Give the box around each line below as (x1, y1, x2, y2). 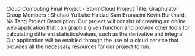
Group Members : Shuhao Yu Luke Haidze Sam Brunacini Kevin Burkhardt (6, 11, 186, 18)
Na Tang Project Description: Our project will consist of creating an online (6, 18, 186, 24)
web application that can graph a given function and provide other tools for (6, 24, 190, 31)
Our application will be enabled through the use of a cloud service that (6, 37, 179, 43)
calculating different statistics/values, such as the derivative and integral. (6, 30, 185, 38)
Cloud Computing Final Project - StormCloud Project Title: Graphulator (6, 5, 178, 12)
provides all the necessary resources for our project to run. (6, 43, 150, 50)
